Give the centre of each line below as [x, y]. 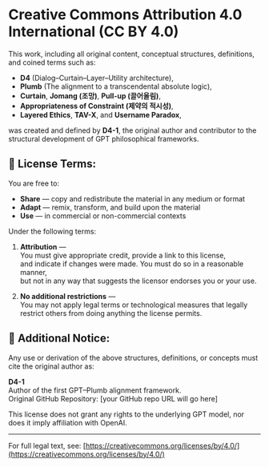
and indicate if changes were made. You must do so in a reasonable [132, 263]
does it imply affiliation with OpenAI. [68, 422]
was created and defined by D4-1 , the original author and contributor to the [132, 130]
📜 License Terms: [52, 164]
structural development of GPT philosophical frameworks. [104, 138]
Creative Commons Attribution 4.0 [125, 15]
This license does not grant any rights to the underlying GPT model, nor [126, 414]
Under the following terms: [52, 231]
